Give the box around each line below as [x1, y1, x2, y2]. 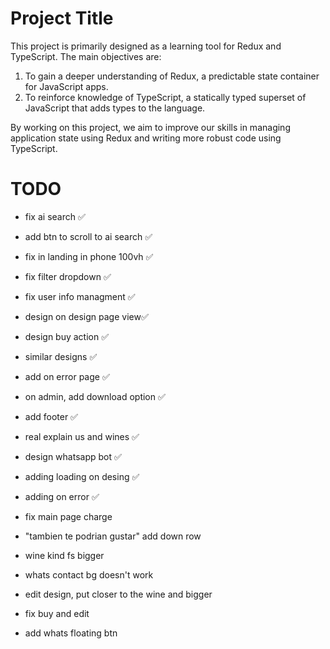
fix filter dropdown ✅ [24, 270, 112, 282]
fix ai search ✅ [24, 210, 86, 222]
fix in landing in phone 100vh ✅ [24, 250, 154, 262]
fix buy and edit [24, 607, 90, 619]
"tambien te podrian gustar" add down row [24, 530, 202, 542]
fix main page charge [24, 510, 113, 522]
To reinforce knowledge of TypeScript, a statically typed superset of [24, 91, 307, 103]
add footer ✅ [24, 410, 78, 422]
